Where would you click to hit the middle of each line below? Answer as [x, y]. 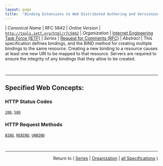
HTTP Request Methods [34, 125]
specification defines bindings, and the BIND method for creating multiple [79, 43]
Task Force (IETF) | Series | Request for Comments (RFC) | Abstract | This [79, 38]
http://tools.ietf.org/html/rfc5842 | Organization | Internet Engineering [79, 33]
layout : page [18, 9]
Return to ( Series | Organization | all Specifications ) [106, 158]
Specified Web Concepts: [44, 88]
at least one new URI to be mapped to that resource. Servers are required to [81, 53]
